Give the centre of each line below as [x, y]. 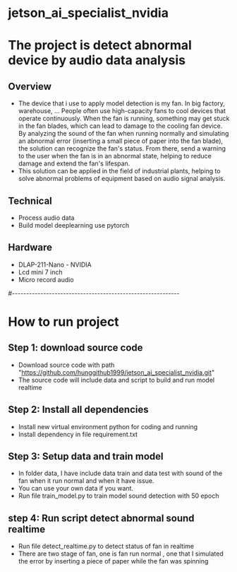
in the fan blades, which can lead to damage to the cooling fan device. [120, 126]
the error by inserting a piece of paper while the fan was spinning [113, 561]
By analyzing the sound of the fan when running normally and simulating [123, 134]
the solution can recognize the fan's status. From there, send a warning [122, 148]
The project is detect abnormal [100, 46]
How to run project [63, 322]
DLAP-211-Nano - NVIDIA [55, 264]
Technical [30, 200]
